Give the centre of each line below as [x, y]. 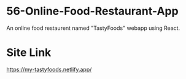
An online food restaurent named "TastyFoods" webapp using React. [93, 28]
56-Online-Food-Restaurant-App [93, 11]
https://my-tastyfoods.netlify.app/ [49, 69]
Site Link [29, 53]
